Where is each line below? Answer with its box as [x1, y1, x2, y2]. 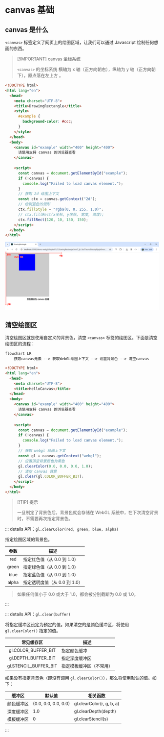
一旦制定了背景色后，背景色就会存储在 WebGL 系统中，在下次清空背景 [17, 509, 159, 515]
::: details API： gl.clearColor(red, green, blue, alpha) [5, 526, 119, 532]
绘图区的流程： [5, 341, 35, 347]
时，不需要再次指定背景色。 [17, 516, 73, 521]
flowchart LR [5, 351, 32, 356]
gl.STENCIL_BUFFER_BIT [7, 663, 58, 669]
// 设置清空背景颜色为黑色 [18, 459, 65, 464]
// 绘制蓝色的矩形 [18, 202, 50, 207]
